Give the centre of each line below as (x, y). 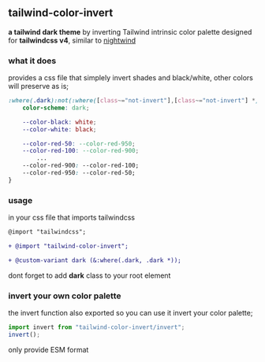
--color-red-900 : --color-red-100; (81, 166)
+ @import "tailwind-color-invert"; (68, 246)
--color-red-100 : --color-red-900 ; (81, 151)
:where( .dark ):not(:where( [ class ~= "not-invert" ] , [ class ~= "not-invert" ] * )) (135, 101)
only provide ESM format (49, 349)
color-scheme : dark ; (56, 108)
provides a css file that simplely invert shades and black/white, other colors (131, 78)
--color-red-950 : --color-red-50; (79, 173)
